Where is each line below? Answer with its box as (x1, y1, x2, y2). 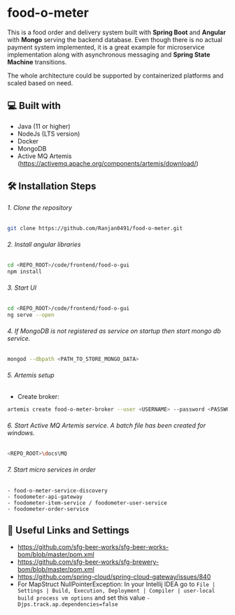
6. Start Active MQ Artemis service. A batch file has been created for (7, 421, 206, 430)
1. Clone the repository (7, 203, 72, 211)
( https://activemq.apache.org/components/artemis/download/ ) (17, 159, 199, 167)
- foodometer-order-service (7, 505, 90, 512)
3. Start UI (7, 283, 37, 292)
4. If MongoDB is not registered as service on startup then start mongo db (7, 327, 222, 335)
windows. (7, 428, 35, 437)
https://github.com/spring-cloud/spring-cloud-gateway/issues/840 (17, 572, 211, 581)
